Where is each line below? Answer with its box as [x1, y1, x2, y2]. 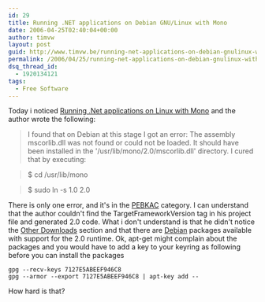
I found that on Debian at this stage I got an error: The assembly [27, 130, 236, 139]
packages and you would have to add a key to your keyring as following [8, 242, 241, 252]
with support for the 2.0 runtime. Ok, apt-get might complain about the [8, 234, 237, 244]
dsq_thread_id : [8, 63, 58, 71]
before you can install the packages [8, 251, 125, 260]
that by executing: [27, 155, 87, 164]
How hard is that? [8, 286, 65, 296]
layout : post [8, 41, 51, 49]
